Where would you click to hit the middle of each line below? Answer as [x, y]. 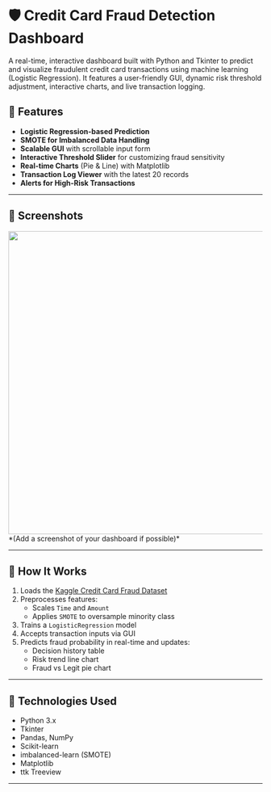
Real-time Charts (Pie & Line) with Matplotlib [95, 166]
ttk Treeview [41, 772]
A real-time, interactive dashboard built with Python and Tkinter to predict [131, 61]
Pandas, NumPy [47, 738]
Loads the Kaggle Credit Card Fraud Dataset [94, 591]
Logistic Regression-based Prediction [85, 131]
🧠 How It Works [48, 571]
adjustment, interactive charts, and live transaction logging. [107, 86]
